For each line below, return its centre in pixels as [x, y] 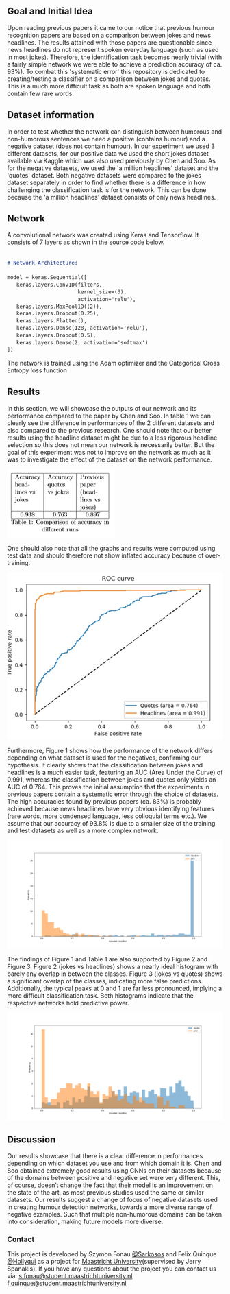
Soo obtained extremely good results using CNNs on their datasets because [114, 1170]
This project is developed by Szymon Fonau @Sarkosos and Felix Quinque [112, 1254]
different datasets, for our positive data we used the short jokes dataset [108, 153]
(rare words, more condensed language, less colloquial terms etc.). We [107, 816]
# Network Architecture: [42, 263]
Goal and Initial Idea [50, 11]
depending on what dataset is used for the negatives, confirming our [104, 758]
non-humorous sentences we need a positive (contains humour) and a [106, 139]
